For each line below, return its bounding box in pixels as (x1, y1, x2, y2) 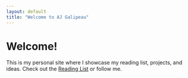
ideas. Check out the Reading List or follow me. (6, 66, 122, 73)
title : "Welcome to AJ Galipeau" (6, 14, 89, 20)
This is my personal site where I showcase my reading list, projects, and (6, 59, 183, 66)
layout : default (6, 8, 46, 15)
